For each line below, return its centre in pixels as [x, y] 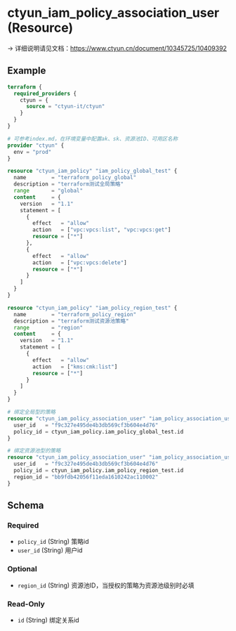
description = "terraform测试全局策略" [69, 184]
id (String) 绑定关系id [48, 620]
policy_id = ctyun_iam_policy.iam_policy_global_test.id [99, 431]
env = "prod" [33, 152]
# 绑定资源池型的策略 [34, 451]
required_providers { [45, 93]
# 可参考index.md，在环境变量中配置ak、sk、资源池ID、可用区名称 [93, 138]
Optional [22, 569]
